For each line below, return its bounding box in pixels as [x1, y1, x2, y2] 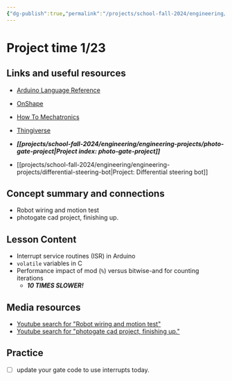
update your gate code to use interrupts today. [16, 365, 150, 374]
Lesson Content [6, 233, 77, 245]
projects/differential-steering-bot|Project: [16, 168, 135, 176]
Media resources [6, 301, 81, 313]
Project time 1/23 [6, 39, 107, 55]
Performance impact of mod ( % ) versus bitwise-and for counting [16, 267, 199, 275]
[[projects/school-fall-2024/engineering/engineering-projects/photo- [16, 139, 224, 148]
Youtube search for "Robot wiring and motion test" [16, 320, 161, 328]
